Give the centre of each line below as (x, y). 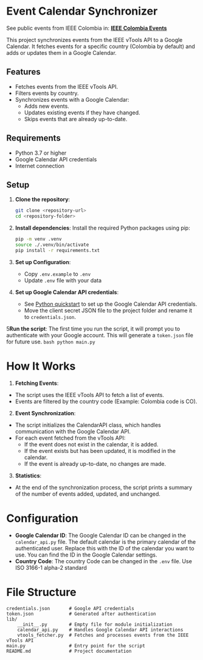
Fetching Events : (37, 383)
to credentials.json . (50, 317)
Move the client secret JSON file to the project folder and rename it (108, 310)
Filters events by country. (47, 93)
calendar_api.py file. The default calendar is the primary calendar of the (105, 542)
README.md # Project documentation (69, 651)
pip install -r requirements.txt (57, 250)
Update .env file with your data (63, 280)
